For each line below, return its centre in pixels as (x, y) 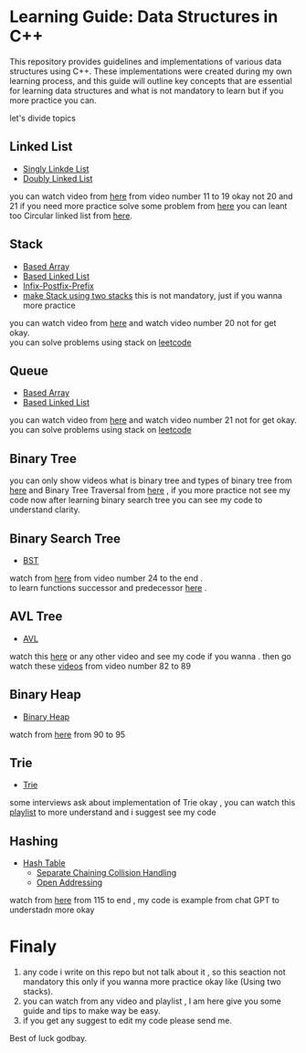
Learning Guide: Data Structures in (144, 17)
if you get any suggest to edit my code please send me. (127, 1021)
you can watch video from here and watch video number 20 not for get (143, 322)
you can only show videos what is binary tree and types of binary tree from (151, 480)
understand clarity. (45, 510)
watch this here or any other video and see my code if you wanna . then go (151, 656)
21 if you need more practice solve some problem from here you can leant (148, 205)
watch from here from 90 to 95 (68, 734)
